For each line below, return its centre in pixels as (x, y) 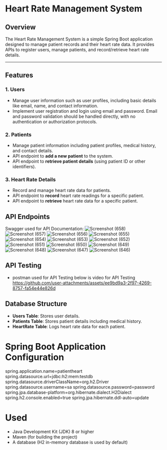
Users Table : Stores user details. (46, 316)
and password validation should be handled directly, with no (74, 116)
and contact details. (33, 151)
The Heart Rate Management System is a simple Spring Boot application (79, 39)
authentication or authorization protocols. (55, 121)
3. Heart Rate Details (31, 179)
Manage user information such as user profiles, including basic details (84, 100)
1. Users (15, 89)
